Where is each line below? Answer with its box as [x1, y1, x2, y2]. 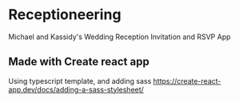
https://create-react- [153, 76, 221, 85]
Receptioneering [8, 6, 121, 24]
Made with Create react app [8, 55, 149, 69]
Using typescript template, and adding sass [8, 76, 152, 85]
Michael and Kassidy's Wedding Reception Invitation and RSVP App [8, 32, 231, 41]
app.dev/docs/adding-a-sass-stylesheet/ [8, 84, 144, 94]
